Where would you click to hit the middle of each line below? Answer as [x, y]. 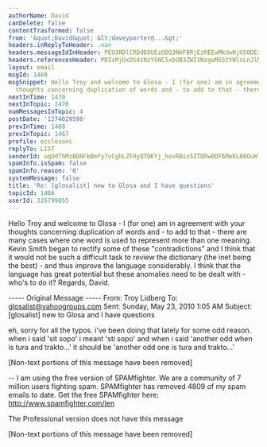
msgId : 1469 [28, 75]
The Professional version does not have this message [96, 418]
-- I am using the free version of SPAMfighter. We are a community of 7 [125, 378]
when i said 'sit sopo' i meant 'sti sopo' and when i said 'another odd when [130, 338]
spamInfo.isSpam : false [48, 164]
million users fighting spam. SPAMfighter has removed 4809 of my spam [127, 386]
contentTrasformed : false [51, 30]
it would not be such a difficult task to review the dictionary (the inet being [130, 257]
